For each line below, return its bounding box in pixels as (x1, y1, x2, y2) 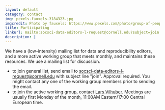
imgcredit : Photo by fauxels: (5, 21, 67, 26)
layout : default (5, 7, 38, 12)
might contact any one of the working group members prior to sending (12, 78, 155, 84)
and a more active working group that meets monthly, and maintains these (5, 53, 156, 59)
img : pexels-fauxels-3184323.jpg (5, 16, 74, 21)
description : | (5, 35, 36, 40)
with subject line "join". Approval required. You (55, 73, 150, 79)
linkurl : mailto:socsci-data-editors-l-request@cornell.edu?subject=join (5, 30, 160, 35)
